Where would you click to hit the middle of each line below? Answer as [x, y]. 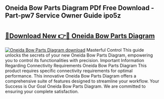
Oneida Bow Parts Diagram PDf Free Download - [80, 8]
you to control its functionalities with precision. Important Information [75, 60]
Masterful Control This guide [115, 50]
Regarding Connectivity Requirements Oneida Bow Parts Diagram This [76, 66]
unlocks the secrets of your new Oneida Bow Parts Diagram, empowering [79, 55]
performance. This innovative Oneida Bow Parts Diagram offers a [71, 76]
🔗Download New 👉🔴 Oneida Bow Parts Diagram [80, 36]
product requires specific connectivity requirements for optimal [69, 71]
